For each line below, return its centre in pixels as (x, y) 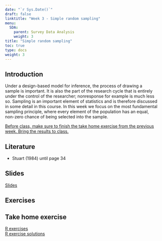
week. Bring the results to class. (37, 131)
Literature (20, 147)
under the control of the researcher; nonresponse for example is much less (80, 96)
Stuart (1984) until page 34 (39, 158)
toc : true (15, 46)
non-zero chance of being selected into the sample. (57, 117)
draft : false (18, 14)
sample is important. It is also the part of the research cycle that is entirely (79, 91)
